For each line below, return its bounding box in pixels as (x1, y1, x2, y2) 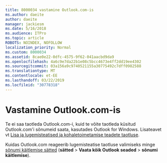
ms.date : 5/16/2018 (5, 26, 47, 31)
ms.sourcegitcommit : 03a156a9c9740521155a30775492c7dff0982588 (5, 64, 142, 69)
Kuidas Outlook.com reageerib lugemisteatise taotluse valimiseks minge (5, 141, 155, 147)
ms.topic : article (5, 36, 44, 41)
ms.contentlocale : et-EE (5, 73, 58, 78)
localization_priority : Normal (5, 45, 71, 50)
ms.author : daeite (5, 12, 44, 17)
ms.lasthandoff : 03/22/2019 (5, 78, 65, 83)
